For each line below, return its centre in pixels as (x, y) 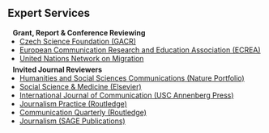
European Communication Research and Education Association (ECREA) (140, 50)
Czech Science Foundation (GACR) (78, 41)
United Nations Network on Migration (81, 58)
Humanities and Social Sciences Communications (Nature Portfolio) (132, 78)
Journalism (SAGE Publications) (73, 121)
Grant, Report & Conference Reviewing (79, 32)
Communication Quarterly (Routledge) (83, 112)
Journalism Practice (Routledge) (73, 103)
